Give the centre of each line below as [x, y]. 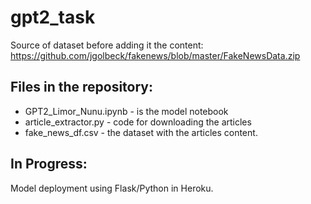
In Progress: [49, 164]
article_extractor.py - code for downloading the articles [138, 122]
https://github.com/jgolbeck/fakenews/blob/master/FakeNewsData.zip [155, 55]
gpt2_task [53, 17]
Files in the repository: [82, 87]
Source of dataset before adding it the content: [107, 45]
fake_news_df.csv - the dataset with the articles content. [141, 132]
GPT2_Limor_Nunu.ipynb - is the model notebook [126, 111]
